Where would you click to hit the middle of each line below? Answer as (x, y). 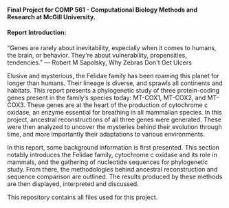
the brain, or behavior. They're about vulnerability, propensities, (97, 55)
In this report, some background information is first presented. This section (113, 147)
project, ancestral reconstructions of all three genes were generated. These (114, 119)
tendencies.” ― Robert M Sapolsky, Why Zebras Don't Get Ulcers (100, 62)
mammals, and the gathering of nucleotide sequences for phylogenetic (108, 162)
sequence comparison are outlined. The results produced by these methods (115, 176)
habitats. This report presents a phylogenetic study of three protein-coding (113, 90)
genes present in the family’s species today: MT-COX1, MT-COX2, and (107, 97)
